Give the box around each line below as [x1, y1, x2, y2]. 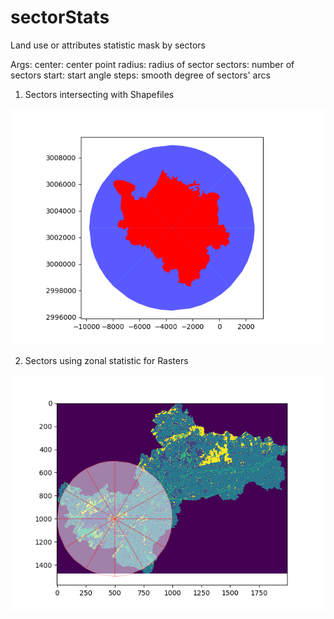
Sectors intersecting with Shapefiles [24, 88, 175, 100]
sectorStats [10, 6, 110, 29]
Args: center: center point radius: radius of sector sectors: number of [10, 58, 295, 70]
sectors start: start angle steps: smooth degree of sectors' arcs [10, 69, 271, 81]
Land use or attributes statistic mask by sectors [10, 39, 206, 51]
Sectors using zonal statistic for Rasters [24, 354, 189, 366]
